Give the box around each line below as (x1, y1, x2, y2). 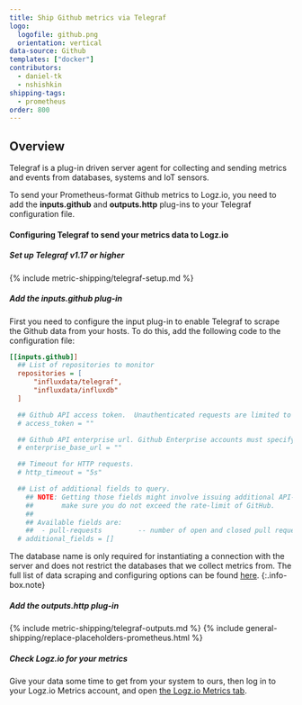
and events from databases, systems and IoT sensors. (9, 172, 209, 183)
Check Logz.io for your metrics (9, 653, 129, 664)
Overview (9, 139, 66, 154)
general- (245, 623, 278, 634)
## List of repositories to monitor (17, 361, 155, 370)
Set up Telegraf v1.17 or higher (9, 249, 125, 261)
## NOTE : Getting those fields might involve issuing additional (25, 493, 276, 502)
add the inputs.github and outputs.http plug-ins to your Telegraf (9, 199, 252, 210)
